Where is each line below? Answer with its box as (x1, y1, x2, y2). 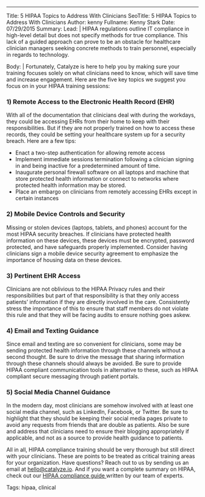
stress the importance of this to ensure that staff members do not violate (6, 305, 189, 312)
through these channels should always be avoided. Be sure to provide (6, 360, 182, 367)
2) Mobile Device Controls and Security (6, 210, 125, 219)
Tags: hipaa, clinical (6, 484, 56, 492)
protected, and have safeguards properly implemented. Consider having (6, 243, 188, 250)
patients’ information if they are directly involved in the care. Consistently (6, 298, 190, 305)
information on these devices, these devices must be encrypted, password (6, 236, 195, 244)
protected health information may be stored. (15, 181, 126, 189)
